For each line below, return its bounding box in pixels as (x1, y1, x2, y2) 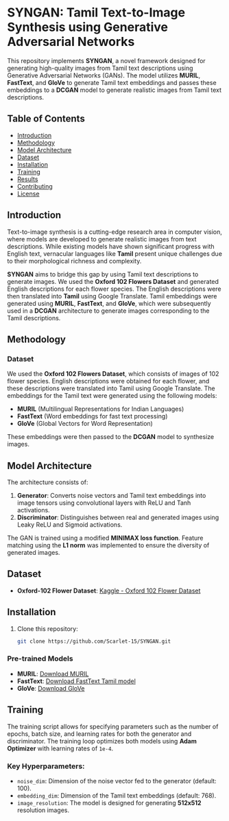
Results (16, 175, 38, 183)
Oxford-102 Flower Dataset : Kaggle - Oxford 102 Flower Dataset (16, 586, 201, 595)
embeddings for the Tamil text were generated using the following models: (7, 392, 217, 400)
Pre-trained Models (7, 654, 73, 663)
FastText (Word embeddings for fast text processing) (16, 412, 168, 420)
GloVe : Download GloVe (16, 684, 85, 692)
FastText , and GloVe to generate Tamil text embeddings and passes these (7, 78, 217, 86)
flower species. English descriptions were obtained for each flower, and (7, 377, 210, 385)
